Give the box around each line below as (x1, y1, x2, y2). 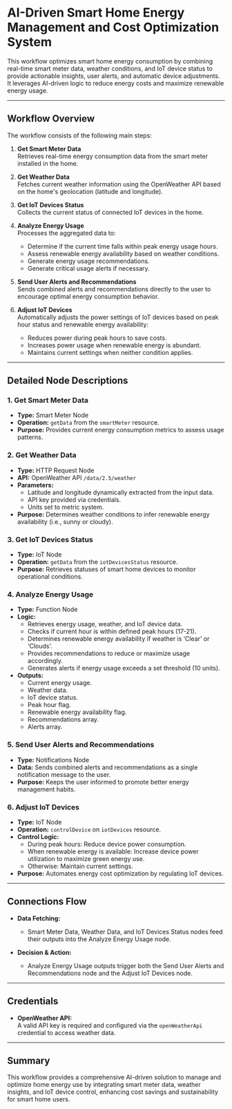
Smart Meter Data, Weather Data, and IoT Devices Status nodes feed (27, 927, 223, 936)
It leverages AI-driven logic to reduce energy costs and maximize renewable (7, 79, 224, 87)
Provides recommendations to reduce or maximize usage (27, 649, 191, 657)
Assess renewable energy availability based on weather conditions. (27, 249, 220, 258)
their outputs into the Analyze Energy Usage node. (27, 934, 171, 943)
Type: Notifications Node (17, 755, 90, 764)
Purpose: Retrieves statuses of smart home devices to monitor (17, 565, 197, 574)
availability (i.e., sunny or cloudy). (17, 517, 113, 525)
